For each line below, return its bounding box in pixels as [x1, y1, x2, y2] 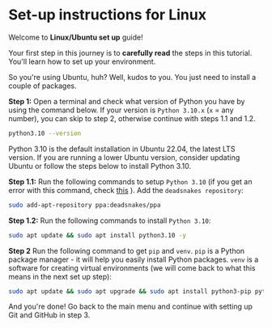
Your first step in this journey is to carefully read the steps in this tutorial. [8, 48, 253, 57]
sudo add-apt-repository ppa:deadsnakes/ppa [8, 200, 161, 209]
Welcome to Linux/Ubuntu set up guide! [8, 32, 143, 42]
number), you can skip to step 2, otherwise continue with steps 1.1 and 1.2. [8, 113, 257, 123]
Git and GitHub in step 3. [8, 310, 91, 320]
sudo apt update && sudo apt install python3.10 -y [8, 231, 186, 239]
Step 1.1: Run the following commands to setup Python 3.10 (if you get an [8, 176, 253, 187]
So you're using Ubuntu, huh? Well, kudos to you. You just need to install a [8, 72, 257, 82]
